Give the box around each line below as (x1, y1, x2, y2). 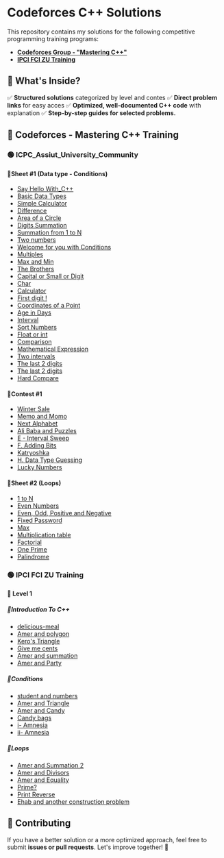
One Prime (16, 545, 48, 553)
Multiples (16, 250, 43, 258)
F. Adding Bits (16, 441, 57, 450)
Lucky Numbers (16, 463, 62, 471)
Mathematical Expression (16, 345, 89, 354)
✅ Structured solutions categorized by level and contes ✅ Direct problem (7, 93, 218, 101)
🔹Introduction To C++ (7, 605, 70, 613)
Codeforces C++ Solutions (7, 5, 162, 21)
